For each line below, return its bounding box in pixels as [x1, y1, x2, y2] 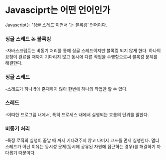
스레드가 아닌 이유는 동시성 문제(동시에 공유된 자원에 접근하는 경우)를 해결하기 [5, 144, 156, 150]
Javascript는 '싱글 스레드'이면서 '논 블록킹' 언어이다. [5, 22, 108, 28]
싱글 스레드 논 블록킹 [5, 35, 51, 42]
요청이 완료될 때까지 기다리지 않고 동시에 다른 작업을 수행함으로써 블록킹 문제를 [5, 54, 158, 60]
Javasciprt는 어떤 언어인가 [5, 4, 111, 16]
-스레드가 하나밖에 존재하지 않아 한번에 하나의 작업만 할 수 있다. [5, 86, 128, 92]
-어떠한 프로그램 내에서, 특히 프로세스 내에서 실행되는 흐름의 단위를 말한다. [5, 111, 149, 117]
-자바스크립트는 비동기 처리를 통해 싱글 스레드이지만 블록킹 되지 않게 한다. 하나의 [5, 48, 161, 53]
